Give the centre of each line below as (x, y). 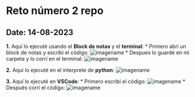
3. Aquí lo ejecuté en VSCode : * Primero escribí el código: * (96, 81)
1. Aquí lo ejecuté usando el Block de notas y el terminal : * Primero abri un (96, 46)
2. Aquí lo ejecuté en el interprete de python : (60, 70)
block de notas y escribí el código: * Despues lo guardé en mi (98, 53)
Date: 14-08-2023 (40, 32)
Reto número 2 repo (55, 11)
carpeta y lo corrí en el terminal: (44, 59)
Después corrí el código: (36, 88)
